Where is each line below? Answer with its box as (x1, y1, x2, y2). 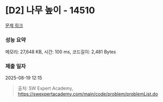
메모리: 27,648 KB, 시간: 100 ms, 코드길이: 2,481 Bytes (5, 49, 116, 55)
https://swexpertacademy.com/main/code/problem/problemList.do (17, 91, 158, 97)
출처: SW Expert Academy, (17, 85, 73, 91)
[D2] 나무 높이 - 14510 (5, 5, 95, 16)
